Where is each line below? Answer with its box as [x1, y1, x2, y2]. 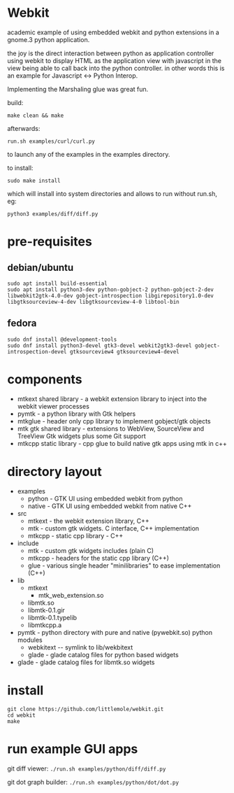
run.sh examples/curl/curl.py [7, 138, 96, 145]
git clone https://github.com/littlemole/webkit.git [7, 706, 164, 713]
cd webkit [7, 712, 36, 719]
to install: [7, 163, 34, 172]
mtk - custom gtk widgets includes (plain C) [27, 546, 154, 554]
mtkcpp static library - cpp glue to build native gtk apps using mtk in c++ [17, 439, 227, 447]
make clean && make [7, 112, 64, 119]
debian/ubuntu [7, 261, 74, 274]
